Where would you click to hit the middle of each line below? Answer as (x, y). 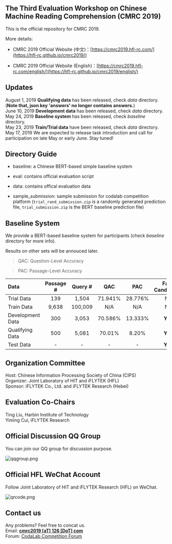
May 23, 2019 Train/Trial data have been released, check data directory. (82, 127)
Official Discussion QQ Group (53, 436)
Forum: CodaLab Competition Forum (44, 536)
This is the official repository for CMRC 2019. (52, 29)
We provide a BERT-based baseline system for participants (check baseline (85, 236)
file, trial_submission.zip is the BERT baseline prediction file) (78, 207)
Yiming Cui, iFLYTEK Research (38, 420)
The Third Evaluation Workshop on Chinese (76, 8)
